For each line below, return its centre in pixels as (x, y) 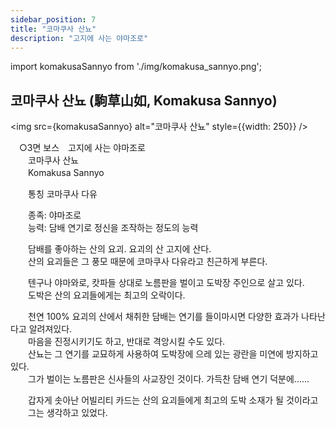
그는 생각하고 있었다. (67, 413)
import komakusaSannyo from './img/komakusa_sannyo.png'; (136, 67)
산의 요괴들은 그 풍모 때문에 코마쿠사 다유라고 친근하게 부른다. (147, 262)
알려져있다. (50, 329)
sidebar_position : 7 (53, 19)
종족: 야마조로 (54, 215)
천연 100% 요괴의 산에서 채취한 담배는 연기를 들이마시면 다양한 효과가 (163, 317)
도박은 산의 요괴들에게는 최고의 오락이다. (106, 295)
